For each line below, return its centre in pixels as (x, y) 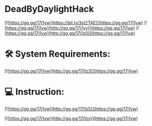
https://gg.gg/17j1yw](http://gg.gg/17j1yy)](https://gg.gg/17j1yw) (71, 28)
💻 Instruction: (34, 92)
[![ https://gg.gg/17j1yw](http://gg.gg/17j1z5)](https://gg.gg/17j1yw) (71, 109)
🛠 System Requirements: (58, 54)
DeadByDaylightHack (49, 9)
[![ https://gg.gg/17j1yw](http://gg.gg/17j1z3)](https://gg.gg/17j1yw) (71, 71)
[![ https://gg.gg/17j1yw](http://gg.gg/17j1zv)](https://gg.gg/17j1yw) (71, 118)
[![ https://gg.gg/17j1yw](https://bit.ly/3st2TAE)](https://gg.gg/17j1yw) (74, 23)
